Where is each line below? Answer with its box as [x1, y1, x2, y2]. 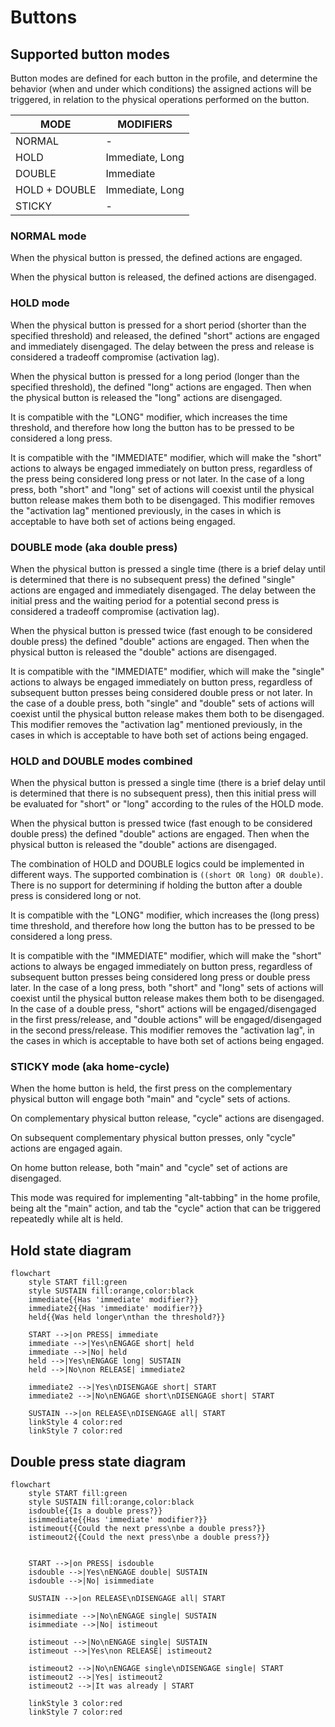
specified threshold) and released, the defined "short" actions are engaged [10, 329, 320, 341]
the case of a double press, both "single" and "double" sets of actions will [10, 697, 315, 709]
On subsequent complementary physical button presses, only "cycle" [10, 1132, 297, 1144]
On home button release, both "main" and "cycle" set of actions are [10, 1162, 288, 1174]
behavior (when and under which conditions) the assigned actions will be [10, 83, 312, 95]
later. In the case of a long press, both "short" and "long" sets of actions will [10, 982, 324, 994]
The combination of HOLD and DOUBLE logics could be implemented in [10, 858, 305, 870]
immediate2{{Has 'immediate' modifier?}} [28, 1304, 203, 1314]
